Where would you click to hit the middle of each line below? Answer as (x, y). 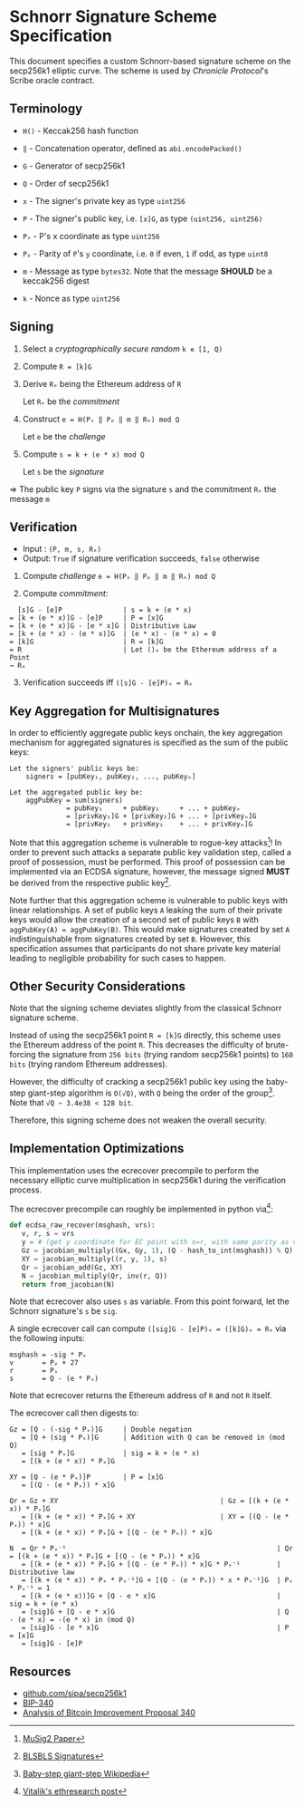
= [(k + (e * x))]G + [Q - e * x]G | (151, 1597)
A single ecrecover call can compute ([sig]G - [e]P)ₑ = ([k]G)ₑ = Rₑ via (148, 1328)
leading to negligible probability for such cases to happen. (118, 958)
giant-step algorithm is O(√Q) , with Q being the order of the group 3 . (152, 1092)
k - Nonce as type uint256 (71, 298)
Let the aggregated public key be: (76, 793)
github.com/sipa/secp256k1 (74, 1694)
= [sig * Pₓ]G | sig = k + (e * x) (111, 1453)
